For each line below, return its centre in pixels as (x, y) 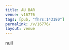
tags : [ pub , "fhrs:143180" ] (35, 19)
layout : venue (20, 29)
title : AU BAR (20, 10)
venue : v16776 (20, 15)
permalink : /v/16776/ (28, 24)
